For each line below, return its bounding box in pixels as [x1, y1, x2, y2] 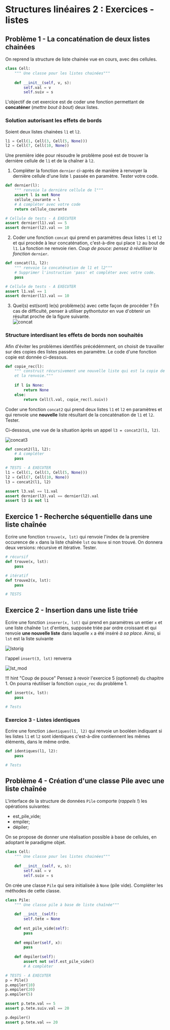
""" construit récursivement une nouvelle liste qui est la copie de [14, 368, 165, 374]
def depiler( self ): [14, 954, 56, 960]
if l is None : [14, 383, 44, 388]
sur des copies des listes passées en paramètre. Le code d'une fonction [5, 348, 157, 355]
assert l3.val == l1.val [5, 489, 58, 494]
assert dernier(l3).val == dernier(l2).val [5, 493, 99, 499]
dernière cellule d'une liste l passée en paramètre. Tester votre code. [12, 173, 159, 179]
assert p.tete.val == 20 [5, 1020, 58, 1025]
